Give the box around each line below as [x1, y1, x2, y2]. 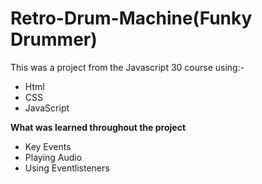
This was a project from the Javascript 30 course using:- [10, 61, 245, 73]
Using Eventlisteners [24, 162, 110, 174]
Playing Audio [24, 151, 83, 163]
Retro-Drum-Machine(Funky [10, 7, 253, 30]
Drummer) [10, 28, 98, 51]
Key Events [24, 140, 72, 152]
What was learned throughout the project [10, 121, 187, 133]
